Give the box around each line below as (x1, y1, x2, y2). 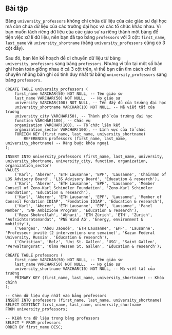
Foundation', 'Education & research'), (5, 190, 91, 195)
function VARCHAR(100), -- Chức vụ (14, 118, 91, 123)
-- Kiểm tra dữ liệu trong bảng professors (5, 316, 100, 321)
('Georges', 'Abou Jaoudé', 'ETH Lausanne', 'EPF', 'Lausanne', (14, 226, 155, 231)
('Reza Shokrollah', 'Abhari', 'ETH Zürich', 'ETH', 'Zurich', (14, 212, 153, 218)
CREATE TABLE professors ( (5, 252, 63, 258)
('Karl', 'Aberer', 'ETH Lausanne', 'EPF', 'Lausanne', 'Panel (14, 203, 153, 208)
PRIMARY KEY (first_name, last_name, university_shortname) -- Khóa (14, 275, 164, 280)
